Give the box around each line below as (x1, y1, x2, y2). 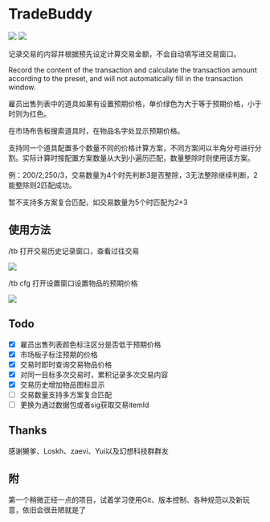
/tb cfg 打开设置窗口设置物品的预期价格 (8, 278, 138, 288)
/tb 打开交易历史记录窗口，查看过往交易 (8, 246, 140, 256)
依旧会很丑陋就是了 (22, 504, 86, 515)
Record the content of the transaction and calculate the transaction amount (8, 65, 257, 75)
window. (8, 82, 36, 92)
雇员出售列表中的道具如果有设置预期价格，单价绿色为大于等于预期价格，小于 (8, 98, 262, 109)
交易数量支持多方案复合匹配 (19, 389, 112, 399)
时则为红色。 (8, 109, 51, 118)
